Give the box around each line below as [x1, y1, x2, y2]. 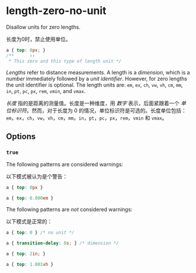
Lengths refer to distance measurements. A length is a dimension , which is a [6, 69, 190, 76]
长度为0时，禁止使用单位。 [6, 35, 71, 42]
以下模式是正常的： [6, 218, 53, 225]
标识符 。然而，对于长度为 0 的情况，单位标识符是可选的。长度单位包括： [11, 107, 187, 114]
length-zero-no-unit [6, 4, 106, 18]
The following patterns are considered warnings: [6, 161, 123, 168]
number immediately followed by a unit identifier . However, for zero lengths [6, 75, 187, 82]
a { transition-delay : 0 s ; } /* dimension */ [6, 240, 119, 246]
